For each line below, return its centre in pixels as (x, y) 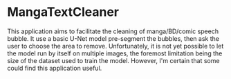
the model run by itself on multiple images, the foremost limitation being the (115, 53)
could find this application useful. (55, 68)
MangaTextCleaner (63, 12)
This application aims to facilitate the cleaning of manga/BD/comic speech (113, 31)
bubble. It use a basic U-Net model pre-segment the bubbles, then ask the (113, 38)
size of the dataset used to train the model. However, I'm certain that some (113, 60)
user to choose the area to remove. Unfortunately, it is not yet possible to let (115, 46)
